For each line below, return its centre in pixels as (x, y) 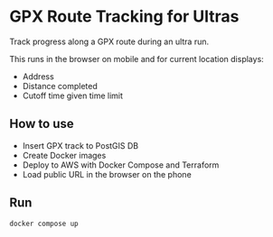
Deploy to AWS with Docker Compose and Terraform (121, 165)
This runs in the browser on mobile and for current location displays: (136, 59)
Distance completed (60, 86)
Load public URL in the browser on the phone (107, 174)
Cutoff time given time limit (73, 96)
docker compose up (44, 223)
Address (38, 76)
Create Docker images (64, 155)
